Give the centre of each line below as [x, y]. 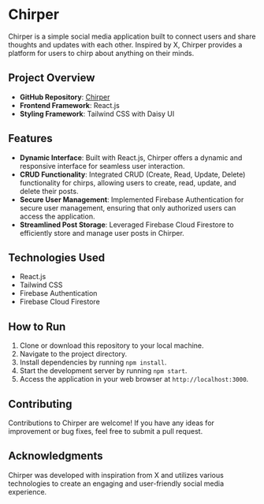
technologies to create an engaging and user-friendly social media [116, 483]
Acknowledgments [56, 456]
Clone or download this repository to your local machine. [112, 345]
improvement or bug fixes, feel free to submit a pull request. [106, 431]
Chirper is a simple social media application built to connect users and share [132, 36]
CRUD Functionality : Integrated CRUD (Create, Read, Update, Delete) [132, 174]
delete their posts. [49, 191]
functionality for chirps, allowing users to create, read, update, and [128, 182]
